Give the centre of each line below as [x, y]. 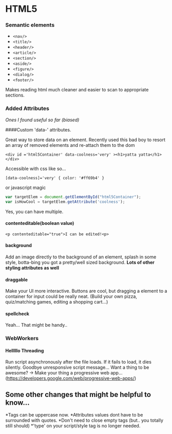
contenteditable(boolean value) [40, 223]
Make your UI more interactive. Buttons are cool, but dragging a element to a [86, 291]
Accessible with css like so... [36, 168]
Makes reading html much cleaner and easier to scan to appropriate [77, 90]
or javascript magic [26, 187]
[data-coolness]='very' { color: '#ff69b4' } [55, 178]
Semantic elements [30, 25]
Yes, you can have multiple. [34, 212]
